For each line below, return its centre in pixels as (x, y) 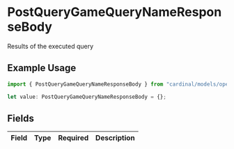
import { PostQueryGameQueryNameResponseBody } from (85, 84)
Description (115, 138)
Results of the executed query (50, 46)
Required (73, 138)
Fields (21, 118)
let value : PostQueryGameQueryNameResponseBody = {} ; (87, 97)
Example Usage (42, 68)
